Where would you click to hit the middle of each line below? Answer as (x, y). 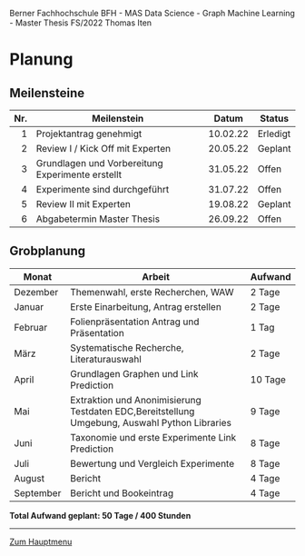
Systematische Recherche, (127, 347)
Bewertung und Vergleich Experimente (152, 463)
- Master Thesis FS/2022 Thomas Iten (81, 23)
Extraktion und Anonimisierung (135, 400)
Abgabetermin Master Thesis (98, 219)
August (30, 478)
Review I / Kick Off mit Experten (103, 149)
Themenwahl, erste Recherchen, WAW (152, 292)
